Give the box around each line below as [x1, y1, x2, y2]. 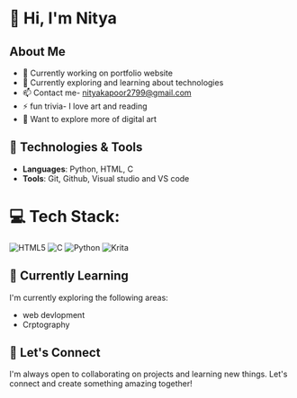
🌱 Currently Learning [9, 269, 129, 284]
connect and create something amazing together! [9, 378, 193, 389]
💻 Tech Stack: [9, 207, 121, 226]
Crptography [22, 319, 70, 330]
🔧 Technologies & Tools [9, 139, 143, 155]
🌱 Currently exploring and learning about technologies [22, 77, 224, 88]
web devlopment [22, 309, 85, 320]
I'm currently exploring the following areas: [9, 292, 168, 303]
